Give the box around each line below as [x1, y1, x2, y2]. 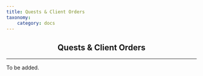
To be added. [6, 64, 39, 71]
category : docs [17, 20, 56, 26]
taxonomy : [6, 14, 31, 21]
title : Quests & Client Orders [6, 8, 85, 15]
